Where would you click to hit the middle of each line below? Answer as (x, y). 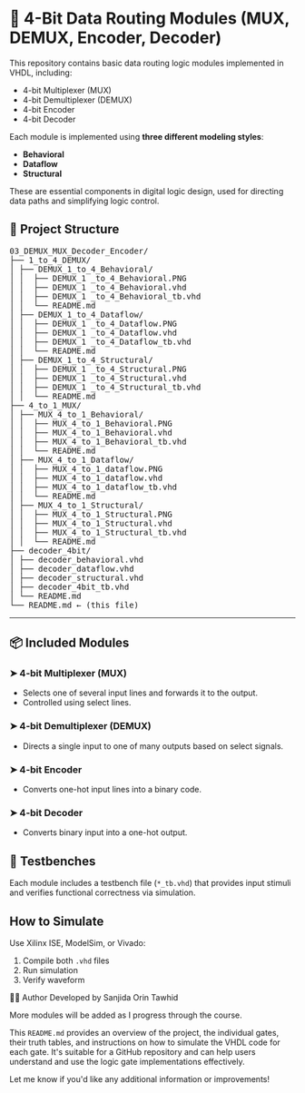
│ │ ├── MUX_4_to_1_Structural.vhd (91, 523)
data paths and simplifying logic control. (84, 201)
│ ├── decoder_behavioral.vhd (77, 559)
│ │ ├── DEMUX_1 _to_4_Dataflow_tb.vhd (101, 341)
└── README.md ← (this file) (74, 605)
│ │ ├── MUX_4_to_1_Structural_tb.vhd (98, 532)
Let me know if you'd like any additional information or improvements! (140, 1078)
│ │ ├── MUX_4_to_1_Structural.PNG (91, 514)
